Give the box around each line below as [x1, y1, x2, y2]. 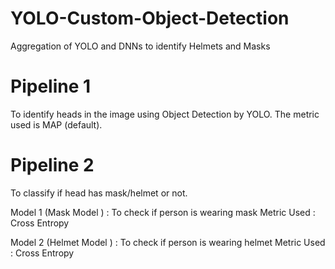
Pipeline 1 [10, 75, 92, 98]
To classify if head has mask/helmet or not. [10, 187, 188, 199]
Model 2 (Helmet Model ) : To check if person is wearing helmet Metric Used [10, 236, 326, 248]
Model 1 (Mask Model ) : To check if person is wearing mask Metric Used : [10, 206, 316, 218]
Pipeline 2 [10, 154, 95, 177]
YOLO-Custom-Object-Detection [10, 7, 290, 30]
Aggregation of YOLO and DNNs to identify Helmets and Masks [10, 40, 271, 52]
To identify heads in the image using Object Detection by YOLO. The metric [10, 108, 320, 120]
